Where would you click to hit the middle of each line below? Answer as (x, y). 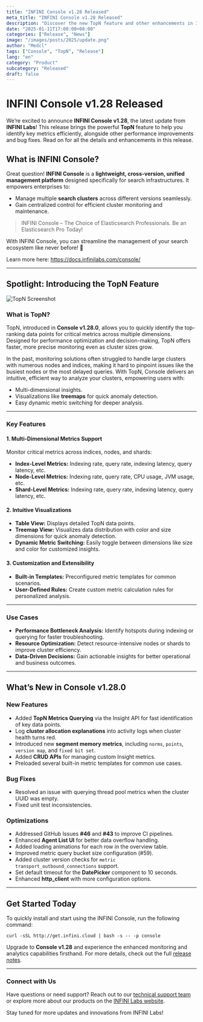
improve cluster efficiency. (48, 650)
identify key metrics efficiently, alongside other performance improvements (100, 133)
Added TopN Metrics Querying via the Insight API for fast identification (104, 718)
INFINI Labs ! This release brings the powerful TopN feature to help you (95, 127)
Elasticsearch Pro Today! (52, 229)
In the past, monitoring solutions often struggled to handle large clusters (96, 359)
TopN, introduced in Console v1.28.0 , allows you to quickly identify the (95, 328)
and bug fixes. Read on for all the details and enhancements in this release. (100, 140)
